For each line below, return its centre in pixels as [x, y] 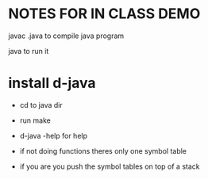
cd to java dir [41, 105]
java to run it [29, 51]
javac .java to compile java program [66, 36]
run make [35, 120]
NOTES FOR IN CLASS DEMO [104, 14]
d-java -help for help [54, 135]
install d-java [52, 83]
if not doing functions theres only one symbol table [103, 150]
